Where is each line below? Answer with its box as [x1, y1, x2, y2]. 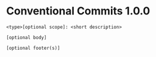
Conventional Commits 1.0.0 [6, 4, 151, 18]
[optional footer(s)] [6, 45, 61, 51]
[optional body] [6, 34, 47, 40]
